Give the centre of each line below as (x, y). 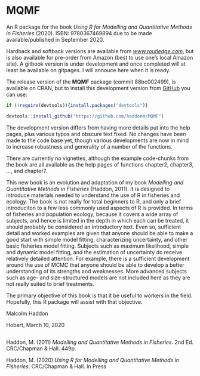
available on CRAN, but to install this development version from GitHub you (98, 88)
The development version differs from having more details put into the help (98, 127)
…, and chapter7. (27, 171)
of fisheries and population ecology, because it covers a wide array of (92, 214)
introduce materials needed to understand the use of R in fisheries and (93, 195)
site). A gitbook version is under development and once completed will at (96, 64)
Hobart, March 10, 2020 (36, 325)
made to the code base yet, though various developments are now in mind (98, 140)
